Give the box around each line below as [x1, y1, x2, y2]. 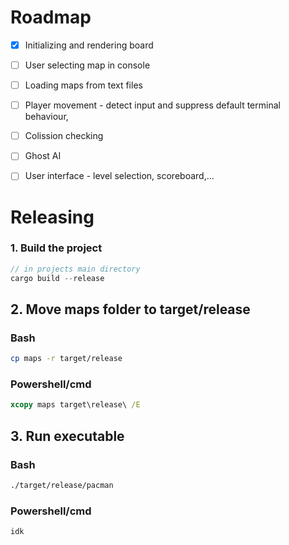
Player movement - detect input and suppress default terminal [24, 99, 281, 111]
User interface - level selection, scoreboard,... [24, 170, 215, 182]
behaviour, [24, 111, 69, 123]
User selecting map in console [24, 59, 151, 71]
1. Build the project [10, 241, 103, 255]
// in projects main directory [10, 264, 141, 274]
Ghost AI [24, 150, 62, 162]
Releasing [10, 206, 95, 228]
